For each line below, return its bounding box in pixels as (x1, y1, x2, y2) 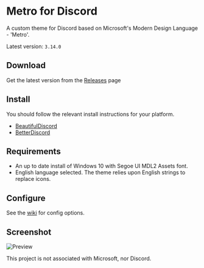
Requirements (6, 146, 61, 157)
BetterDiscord (15, 129, 51, 136)
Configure (6, 193, 46, 203)
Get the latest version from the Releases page (6, 76, 121, 83)
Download (6, 60, 46, 71)
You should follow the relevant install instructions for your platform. (6, 110, 175, 118)
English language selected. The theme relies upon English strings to (15, 169, 186, 176)
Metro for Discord (6, 4, 97, 18)
